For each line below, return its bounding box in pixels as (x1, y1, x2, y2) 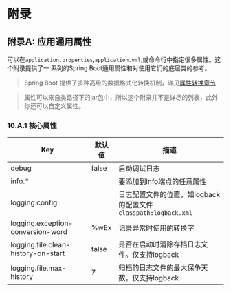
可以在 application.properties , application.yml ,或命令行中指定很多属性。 (7, 56, 215, 63)
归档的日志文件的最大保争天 (118, 263, 208, 273)
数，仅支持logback (118, 273, 179, 283)
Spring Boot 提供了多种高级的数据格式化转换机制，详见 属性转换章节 (23, 79, 217, 87)
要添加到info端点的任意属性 (118, 177, 207, 187)
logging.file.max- (10, 263, 67, 273)
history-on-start (10, 249, 65, 258)
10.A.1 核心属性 (7, 121, 57, 130)
